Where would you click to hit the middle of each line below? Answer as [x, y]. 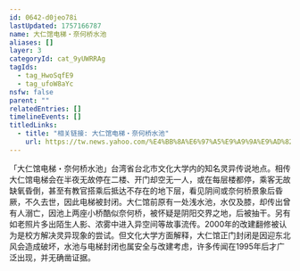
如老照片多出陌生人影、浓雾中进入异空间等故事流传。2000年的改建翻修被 [144, 224]
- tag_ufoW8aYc [46, 84]
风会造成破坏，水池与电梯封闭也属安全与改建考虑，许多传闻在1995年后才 [143, 246]
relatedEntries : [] [46, 109]
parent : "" [29, 100]
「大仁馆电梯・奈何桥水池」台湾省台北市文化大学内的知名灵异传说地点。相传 [150, 168]
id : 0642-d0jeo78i [43, 17]
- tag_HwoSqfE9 [46, 76]
